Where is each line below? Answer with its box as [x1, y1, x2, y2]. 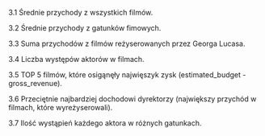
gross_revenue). [8, 79, 63, 88]
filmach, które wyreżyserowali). [8, 103, 113, 112]
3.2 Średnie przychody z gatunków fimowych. [8, 23, 162, 32]
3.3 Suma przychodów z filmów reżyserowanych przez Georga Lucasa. [8, 39, 246, 48]
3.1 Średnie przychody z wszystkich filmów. [8, 8, 154, 17]
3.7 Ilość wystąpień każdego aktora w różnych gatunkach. [8, 118, 202, 128]
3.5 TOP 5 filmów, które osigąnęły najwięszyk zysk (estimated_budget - [8, 70, 246, 80]
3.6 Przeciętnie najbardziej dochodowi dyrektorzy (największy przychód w [8, 94, 257, 104]
